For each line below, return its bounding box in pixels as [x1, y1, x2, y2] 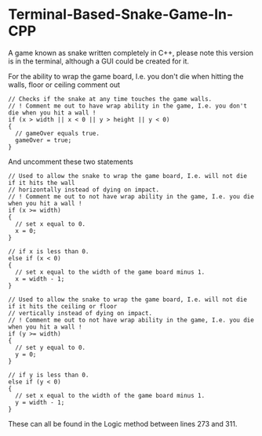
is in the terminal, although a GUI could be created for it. [8, 56, 190, 66]
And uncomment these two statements [8, 157, 133, 166]
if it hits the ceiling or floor [8, 302, 118, 311]
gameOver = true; [15, 136, 72, 144]
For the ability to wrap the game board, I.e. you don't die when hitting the [8, 71, 245, 81]
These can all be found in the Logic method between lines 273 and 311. [8, 419, 238, 428]
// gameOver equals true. [15, 129, 100, 137]
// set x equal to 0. [15, 220, 86, 228]
